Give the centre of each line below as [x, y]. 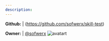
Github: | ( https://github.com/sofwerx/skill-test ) [55, 24]
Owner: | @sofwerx [26, 33]
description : [19, 10]
